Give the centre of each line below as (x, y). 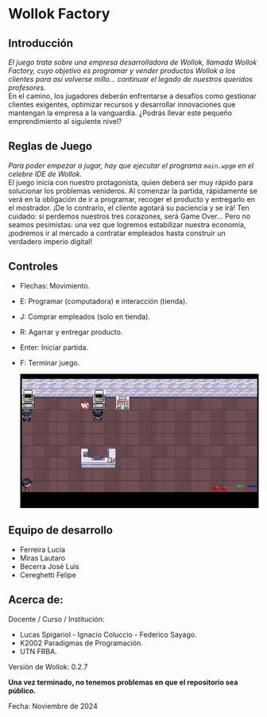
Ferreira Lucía (43, 549)
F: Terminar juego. (50, 362)
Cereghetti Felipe (48, 575)
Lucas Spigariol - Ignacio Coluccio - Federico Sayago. (108, 634)
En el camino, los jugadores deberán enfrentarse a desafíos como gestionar (132, 96)
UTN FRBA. (38, 651)
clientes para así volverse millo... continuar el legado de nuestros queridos (130, 79)
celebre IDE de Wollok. (45, 174)
